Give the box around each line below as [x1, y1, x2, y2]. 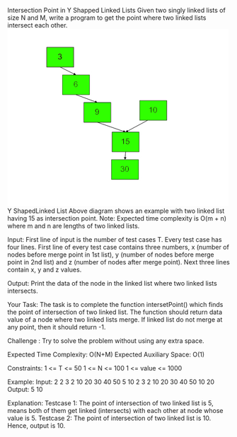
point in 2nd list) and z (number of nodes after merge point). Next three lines [7, 258, 230, 266]
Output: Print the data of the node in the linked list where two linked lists [7, 279, 217, 287]
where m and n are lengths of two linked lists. [7, 222, 140, 230]
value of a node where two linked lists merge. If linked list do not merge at [7, 315, 223, 324]
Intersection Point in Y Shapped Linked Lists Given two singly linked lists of [7, 6, 226, 14]
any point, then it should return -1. [7, 323, 106, 331]
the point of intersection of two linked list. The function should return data [7, 308, 223, 316]
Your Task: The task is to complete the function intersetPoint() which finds [7, 301, 224, 308]
